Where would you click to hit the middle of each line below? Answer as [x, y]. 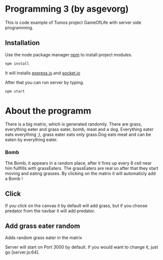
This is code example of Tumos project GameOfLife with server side [73, 22]
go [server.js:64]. [22, 252]
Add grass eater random [43, 226]
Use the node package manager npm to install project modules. [69, 55]
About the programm [48, 111]
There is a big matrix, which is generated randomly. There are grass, [73, 124]
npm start [15, 91]
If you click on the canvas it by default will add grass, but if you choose [76, 205]
